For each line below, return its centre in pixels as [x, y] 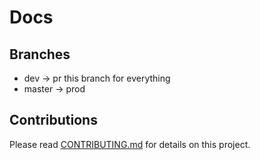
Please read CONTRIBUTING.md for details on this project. [130, 144]
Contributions [53, 120]
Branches [40, 54]
